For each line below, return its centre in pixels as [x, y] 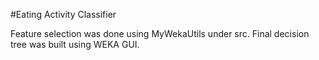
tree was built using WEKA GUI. [75, 44]
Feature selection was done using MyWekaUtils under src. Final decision [160, 33]
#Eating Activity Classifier [63, 14]
